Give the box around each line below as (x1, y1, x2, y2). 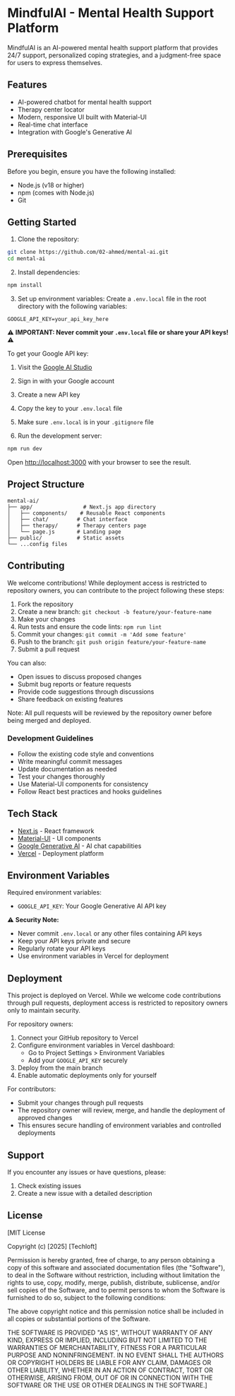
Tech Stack (7, 808, 58, 820)
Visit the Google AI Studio (17, 363, 92, 371)
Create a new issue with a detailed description (17, 1189, 152, 1198)
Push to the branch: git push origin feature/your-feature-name (17, 637, 207, 646)
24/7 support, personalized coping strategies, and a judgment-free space (7, 51, 222, 59)
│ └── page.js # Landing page (7, 528, 121, 535)
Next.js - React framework (17, 826, 95, 835)
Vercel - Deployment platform (17, 849, 104, 857)
